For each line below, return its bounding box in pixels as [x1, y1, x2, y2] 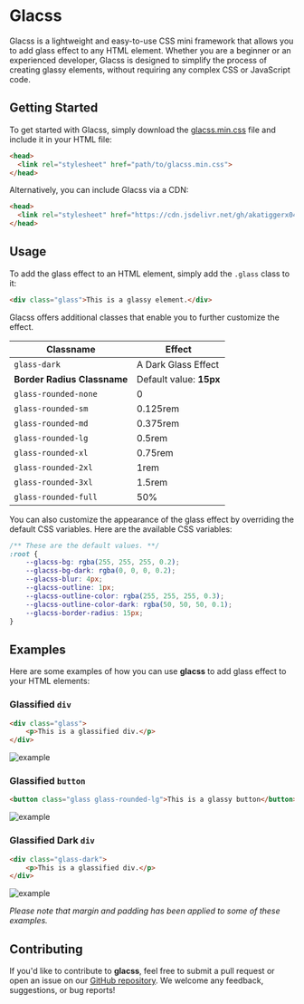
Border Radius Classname [14, 372, 128, 385]
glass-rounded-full [14, 491, 98, 502]
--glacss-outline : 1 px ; [25, 584, 116, 593]
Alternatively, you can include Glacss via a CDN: [9, 185, 189, 196]
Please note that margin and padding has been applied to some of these [9, 905, 280, 916]
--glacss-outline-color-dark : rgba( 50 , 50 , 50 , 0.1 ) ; [25, 600, 233, 609]
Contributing [9, 941, 83, 957]
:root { [9, 549, 39, 558]
